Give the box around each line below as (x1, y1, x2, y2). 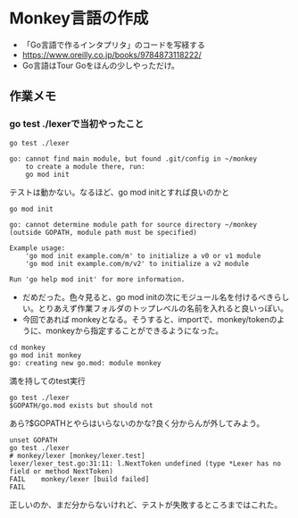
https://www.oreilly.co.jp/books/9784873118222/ (21, 49, 203, 60)
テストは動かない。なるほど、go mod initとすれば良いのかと (9, 187, 230, 197)
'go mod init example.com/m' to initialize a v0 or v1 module (25, 251, 261, 260)
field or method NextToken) (9, 466, 114, 476)
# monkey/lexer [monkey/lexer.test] (9, 451, 145, 460)
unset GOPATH (9, 435, 58, 445)
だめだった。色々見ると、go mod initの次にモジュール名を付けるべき (21, 291, 274, 302)
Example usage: (9, 243, 66, 253)
